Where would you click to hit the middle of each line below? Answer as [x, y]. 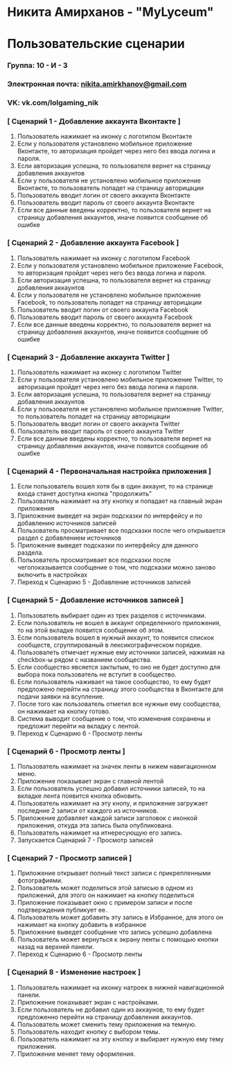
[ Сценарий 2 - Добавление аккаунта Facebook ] [93, 243]
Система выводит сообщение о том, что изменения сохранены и [114, 718]
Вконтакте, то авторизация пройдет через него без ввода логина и [116, 151]
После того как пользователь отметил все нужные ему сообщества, [119, 704]
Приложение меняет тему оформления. [76, 1054]
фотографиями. [40, 880]
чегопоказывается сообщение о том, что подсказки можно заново [116, 568]
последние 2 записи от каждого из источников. [88, 810]
